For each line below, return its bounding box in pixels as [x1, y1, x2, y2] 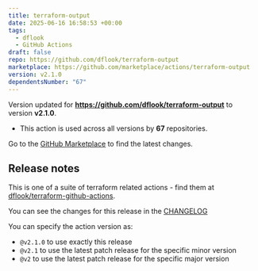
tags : [8, 26, 26, 34]
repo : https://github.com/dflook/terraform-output [8, 56, 179, 64]
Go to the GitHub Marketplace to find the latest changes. [8, 139, 193, 148]
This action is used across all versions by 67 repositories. [19, 124, 208, 133]
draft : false [8, 48, 52, 56]
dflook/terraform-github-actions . [8, 191, 116, 200]
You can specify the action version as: [8, 222, 133, 231]
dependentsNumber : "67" [8, 78, 87, 86]
